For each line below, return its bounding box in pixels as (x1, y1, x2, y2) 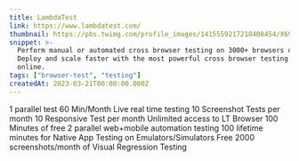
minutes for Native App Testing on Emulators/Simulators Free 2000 (9, 132, 255, 142)
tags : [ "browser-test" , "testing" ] (9, 71, 141, 80)
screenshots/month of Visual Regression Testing (9, 141, 187, 152)
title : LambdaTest (9, 12, 77, 22)
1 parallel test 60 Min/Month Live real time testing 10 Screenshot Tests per (9, 103, 280, 114)
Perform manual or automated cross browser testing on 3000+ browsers (17, 46, 285, 55)
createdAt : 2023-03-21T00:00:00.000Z (9, 79, 149, 88)
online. (17, 63, 46, 72)
